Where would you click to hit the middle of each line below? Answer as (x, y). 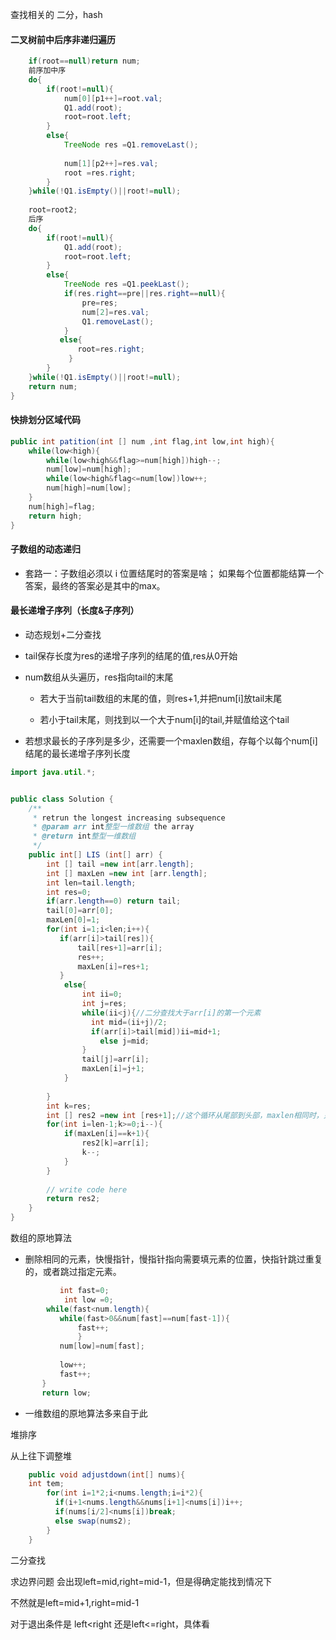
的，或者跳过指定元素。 (73, 1272)
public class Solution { (62, 799)
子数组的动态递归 (45, 549)
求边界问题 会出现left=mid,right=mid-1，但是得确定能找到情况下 (141, 1581)
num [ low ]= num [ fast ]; (102, 1346)
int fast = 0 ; (84, 1291)
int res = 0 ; (69, 892)
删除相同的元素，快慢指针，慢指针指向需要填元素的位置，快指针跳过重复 (173, 1259)
